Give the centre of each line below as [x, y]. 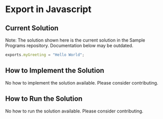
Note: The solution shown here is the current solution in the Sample [75, 40]
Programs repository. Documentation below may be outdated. [69, 46]
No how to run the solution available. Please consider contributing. [74, 111]
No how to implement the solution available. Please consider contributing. [82, 83]
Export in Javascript [48, 9]
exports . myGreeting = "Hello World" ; [45, 55]
